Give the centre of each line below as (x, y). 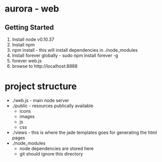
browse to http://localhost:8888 (45, 66)
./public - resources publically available (53, 106)
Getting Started (29, 27)
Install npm (23, 45)
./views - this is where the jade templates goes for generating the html (85, 132)
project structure (41, 87)
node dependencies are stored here (56, 148)
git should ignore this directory (51, 153)
